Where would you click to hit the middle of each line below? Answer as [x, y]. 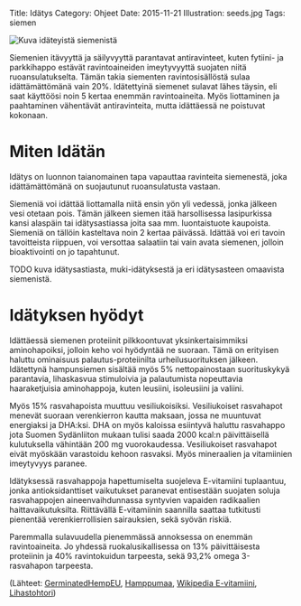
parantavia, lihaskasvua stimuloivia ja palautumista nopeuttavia [126, 378]
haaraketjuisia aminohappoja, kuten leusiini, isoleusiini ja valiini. [127, 388]
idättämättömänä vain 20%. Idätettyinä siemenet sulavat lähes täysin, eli [143, 86]
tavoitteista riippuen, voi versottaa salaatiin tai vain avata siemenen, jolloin [146, 242]
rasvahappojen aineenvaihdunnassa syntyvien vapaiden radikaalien [135, 499]
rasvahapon [32, 565]
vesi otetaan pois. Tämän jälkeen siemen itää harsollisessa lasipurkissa [141, 213]
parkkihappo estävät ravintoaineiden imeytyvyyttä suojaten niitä [128, 67]
